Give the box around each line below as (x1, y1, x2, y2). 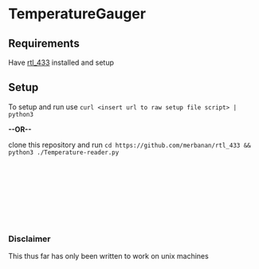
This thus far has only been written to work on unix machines (8, 251, 209, 261)
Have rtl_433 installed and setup (8, 57, 114, 67)
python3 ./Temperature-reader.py (8, 148, 120, 156)
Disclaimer (8, 233, 51, 244)
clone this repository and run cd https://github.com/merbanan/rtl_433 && (8, 140, 251, 149)
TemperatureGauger (8, 5, 146, 23)
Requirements (8, 37, 80, 50)
